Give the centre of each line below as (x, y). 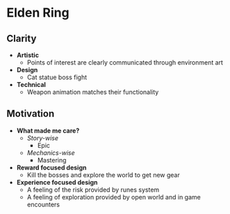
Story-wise (42, 138)
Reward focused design (51, 167)
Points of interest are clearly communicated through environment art (125, 63)
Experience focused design (57, 182)
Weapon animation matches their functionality (93, 92)
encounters (43, 204)
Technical (31, 84)
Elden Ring (38, 13)
